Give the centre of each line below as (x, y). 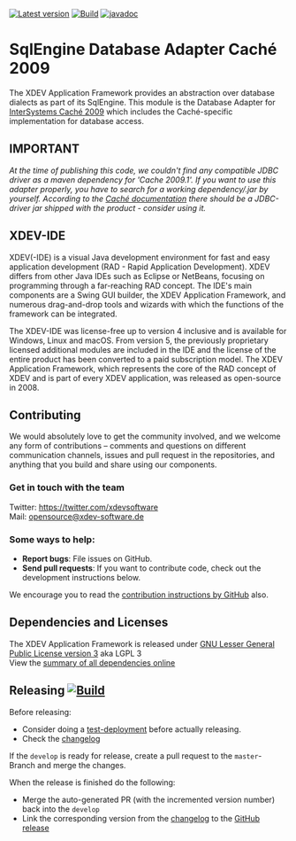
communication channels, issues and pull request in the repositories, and (142, 456)
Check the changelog (61, 738)
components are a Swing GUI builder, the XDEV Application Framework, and (148, 295)
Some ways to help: (52, 539)
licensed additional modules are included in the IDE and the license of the (143, 349)
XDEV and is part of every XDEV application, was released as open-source (145, 378)
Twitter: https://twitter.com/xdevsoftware (84, 507)
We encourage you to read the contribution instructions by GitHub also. (139, 595)
